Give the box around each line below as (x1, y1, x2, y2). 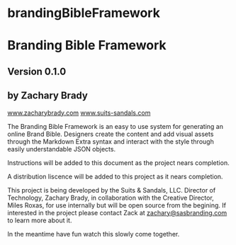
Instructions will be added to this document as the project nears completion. (7, 158, 230, 167)
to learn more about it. (7, 216, 72, 224)
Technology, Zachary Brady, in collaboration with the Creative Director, (7, 193, 214, 202)
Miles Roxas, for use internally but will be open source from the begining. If (7, 200, 227, 210)
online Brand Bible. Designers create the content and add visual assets (7, 130, 214, 138)
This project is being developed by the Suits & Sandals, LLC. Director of (7, 186, 216, 194)
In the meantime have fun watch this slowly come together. (7, 229, 180, 238)
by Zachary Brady (7, 90, 89, 102)
